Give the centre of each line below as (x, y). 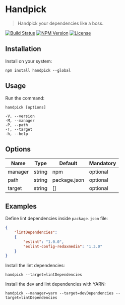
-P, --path (17, 125)
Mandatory (103, 164)
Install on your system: (29, 61)
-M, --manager (20, 120)
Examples (21, 206)
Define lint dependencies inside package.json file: (57, 219)
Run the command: (25, 98)
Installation (23, 49)
